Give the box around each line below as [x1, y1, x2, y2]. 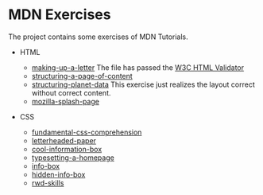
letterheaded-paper [31, 135, 97, 145]
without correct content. [31, 88, 111, 97]
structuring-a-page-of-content [31, 71, 133, 80]
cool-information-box [31, 144, 102, 154]
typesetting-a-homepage [31, 153, 115, 162]
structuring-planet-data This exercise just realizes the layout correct [31, 80, 256, 89]
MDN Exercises [8, 6, 111, 24]
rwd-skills [31, 177, 64, 188]
